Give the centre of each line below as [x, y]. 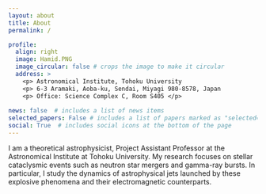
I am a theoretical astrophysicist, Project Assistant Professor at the [117, 148]
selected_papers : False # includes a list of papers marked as [115, 118]
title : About [30, 23]
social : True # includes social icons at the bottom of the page [120, 126]
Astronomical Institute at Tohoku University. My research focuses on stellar [131, 156]
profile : [23, 44]
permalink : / [30, 30]
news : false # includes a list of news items [86, 111]
